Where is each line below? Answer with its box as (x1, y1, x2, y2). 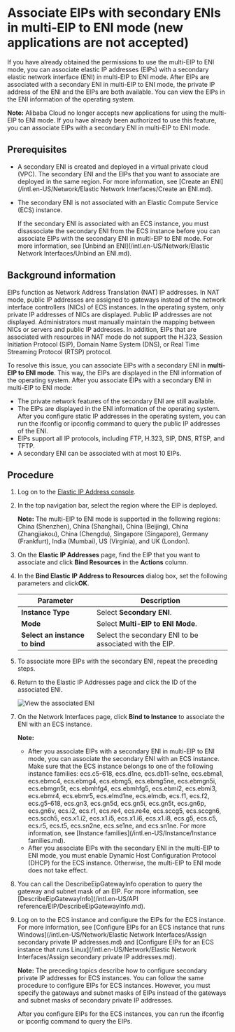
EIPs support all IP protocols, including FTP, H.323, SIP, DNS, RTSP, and (17, 434, 225, 442)
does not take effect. (27, 866, 88, 874)
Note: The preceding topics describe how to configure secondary (17, 966, 208, 975)
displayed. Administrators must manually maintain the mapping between (7, 317, 215, 326)
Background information (7, 270, 116, 281)
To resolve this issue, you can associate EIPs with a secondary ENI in (7, 361, 206, 369)
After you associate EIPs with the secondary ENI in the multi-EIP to (27, 844, 220, 852)
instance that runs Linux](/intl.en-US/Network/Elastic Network (17, 945, 197, 954)
